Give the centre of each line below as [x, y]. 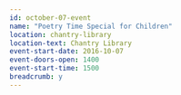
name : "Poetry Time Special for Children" [91, 26]
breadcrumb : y [36, 77]
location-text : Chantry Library [70, 43]
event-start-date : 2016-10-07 [67, 52]
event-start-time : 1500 [55, 69]
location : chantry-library [60, 34]
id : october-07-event [50, 18]
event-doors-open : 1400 [55, 60]
